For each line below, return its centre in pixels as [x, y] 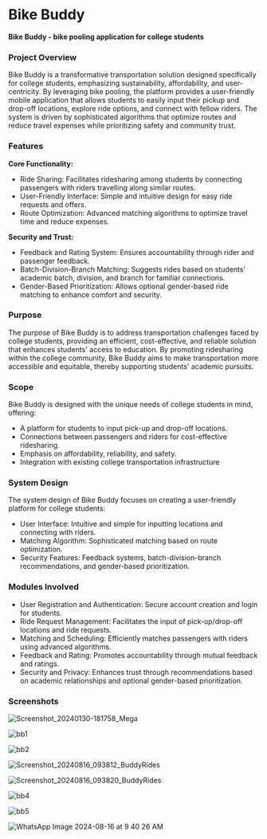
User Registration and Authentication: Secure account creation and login [139, 604]
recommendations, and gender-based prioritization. [104, 567]
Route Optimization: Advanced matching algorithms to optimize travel [133, 213]
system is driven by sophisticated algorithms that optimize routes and [122, 117]
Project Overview [43, 57]
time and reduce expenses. [65, 222]
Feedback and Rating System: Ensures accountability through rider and [137, 252]
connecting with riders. [58, 532]
